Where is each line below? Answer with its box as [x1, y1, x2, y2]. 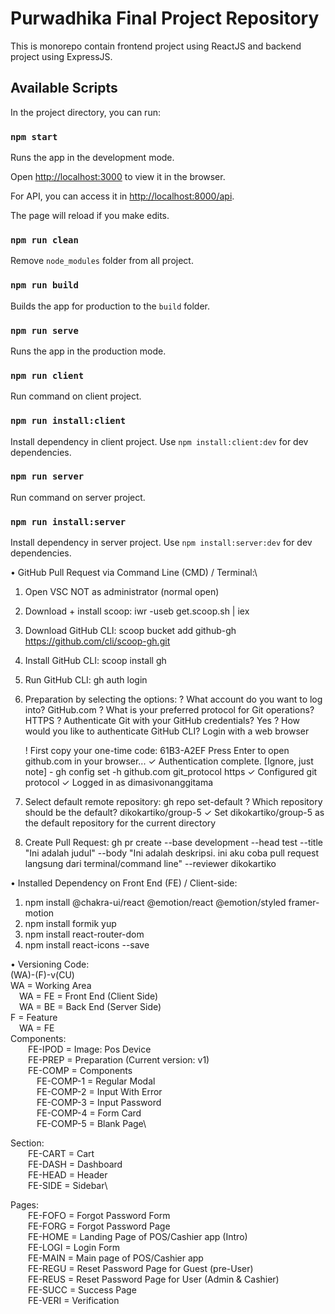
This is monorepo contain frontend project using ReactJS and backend [10, 40, 302, 52]
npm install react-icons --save [24, 939, 150, 951]
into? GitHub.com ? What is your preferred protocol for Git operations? [24, 704, 315, 716]
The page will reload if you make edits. [10, 210, 170, 222]
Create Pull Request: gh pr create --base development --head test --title [24, 837, 323, 849]
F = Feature [10, 1012, 58, 1024]
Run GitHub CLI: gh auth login [24, 674, 148, 686]
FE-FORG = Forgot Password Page [28, 1220, 171, 1232]
